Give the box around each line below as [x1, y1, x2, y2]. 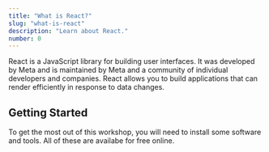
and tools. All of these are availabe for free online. [8, 136, 175, 146]
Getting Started [8, 106, 88, 120]
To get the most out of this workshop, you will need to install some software [8, 127, 262, 137]
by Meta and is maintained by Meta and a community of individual [8, 65, 228, 75]
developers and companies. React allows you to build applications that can [8, 74, 258, 83]
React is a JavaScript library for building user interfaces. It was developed [8, 57, 255, 66]
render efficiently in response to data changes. [8, 82, 164, 92]
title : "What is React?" [8, 11, 92, 20]
